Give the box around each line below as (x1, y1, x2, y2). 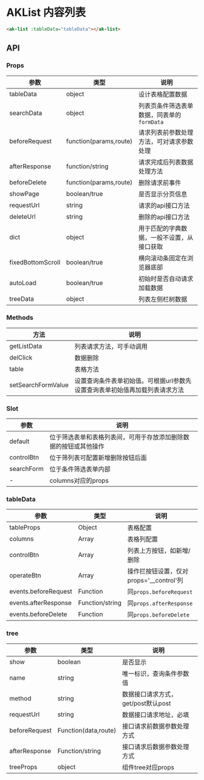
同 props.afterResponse (127, 599, 193, 608)
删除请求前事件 (138, 178, 182, 186)
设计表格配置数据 (138, 90, 188, 98)
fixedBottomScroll (9, 258, 61, 266)
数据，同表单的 (138, 110, 182, 119)
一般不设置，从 (151, 233, 194, 241)
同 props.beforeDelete (127, 611, 190, 619)
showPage (9, 190, 39, 198)
